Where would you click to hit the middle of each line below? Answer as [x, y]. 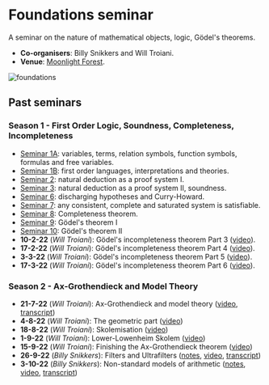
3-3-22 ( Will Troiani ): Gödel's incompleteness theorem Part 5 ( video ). [136, 256]
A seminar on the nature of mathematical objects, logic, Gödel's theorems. [132, 37]
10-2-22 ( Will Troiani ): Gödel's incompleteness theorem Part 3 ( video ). [138, 239]
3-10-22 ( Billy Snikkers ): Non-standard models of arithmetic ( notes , [133, 364]
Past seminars [45, 103]
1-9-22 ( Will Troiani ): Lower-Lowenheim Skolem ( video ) [113, 338]
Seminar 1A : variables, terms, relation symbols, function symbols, [128, 153]
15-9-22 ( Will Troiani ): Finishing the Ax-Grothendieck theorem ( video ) [136, 346]
